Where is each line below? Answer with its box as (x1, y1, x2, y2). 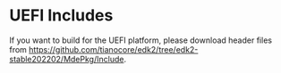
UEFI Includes (9, 5, 114, 26)
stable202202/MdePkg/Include (9, 53, 124, 64)
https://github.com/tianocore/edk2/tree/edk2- (28, 44, 199, 54)
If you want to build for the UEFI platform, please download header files (9, 35, 273, 45)
